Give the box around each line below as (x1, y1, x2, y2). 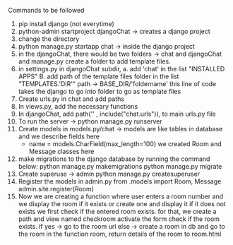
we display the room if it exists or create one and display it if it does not (18, 200, 226, 208)
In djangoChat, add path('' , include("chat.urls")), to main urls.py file (18, 109, 216, 118)
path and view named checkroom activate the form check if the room (18, 215, 220, 223)
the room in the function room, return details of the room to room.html (18, 229, 222, 238)
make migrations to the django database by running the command (18, 155, 210, 163)
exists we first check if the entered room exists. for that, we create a (18, 208, 217, 215)
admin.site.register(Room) (18, 185, 95, 193)
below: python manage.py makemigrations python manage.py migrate (18, 162, 222, 170)
